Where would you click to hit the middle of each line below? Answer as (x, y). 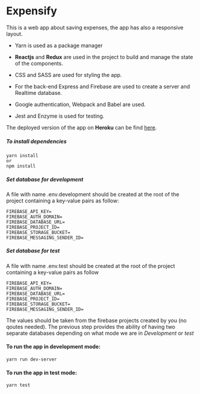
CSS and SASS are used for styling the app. (68, 75)
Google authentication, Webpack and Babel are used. (80, 104)
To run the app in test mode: (42, 373)
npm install (21, 166)
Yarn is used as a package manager (59, 45)
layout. (14, 33)
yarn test (18, 385)
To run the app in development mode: (54, 347)
